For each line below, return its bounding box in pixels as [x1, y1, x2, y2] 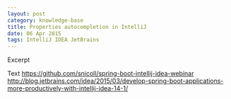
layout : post [7, 10, 46, 18]
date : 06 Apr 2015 [7, 29, 61, 37]
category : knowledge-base [7, 17, 83, 24]
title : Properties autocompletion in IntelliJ [7, 23, 147, 30]
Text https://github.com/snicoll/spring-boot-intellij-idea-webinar [7, 70, 194, 78]
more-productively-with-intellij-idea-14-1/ [7, 84, 129, 93]
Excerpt [7, 55, 30, 64]
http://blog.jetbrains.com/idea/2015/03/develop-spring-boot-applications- [7, 77, 224, 85]
